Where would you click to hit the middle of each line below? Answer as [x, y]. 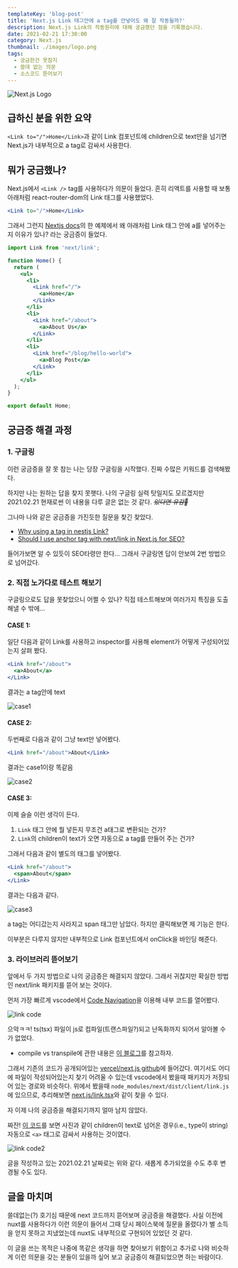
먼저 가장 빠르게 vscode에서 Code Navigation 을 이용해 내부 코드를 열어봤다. [114, 1000]
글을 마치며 [30, 1196]
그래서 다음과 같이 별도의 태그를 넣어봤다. [64, 854]
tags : [15, 54]
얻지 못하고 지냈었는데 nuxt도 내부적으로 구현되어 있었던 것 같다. [104, 1232]
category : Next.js [34, 41]
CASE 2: [20, 722]
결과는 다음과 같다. [33, 895]
